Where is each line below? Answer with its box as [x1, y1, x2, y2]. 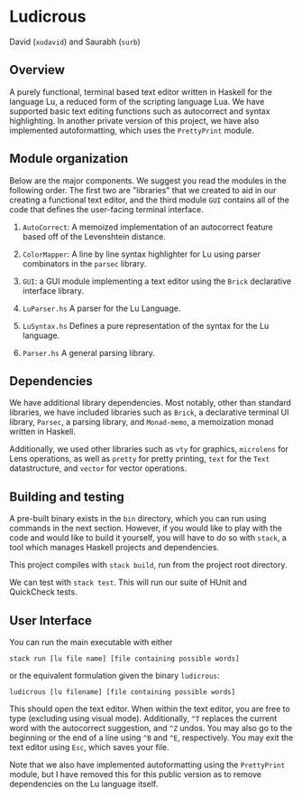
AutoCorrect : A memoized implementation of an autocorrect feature [22, 221, 273, 232]
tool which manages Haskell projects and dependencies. [9, 542, 219, 553]
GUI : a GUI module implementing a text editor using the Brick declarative [22, 276, 291, 286]
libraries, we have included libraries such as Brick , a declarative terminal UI [9, 407, 289, 418]
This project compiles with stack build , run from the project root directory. [9, 559, 288, 570]
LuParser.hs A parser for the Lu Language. [22, 303, 181, 314]
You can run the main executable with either [9, 637, 173, 647]
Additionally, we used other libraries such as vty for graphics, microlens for [9, 444, 288, 455]
